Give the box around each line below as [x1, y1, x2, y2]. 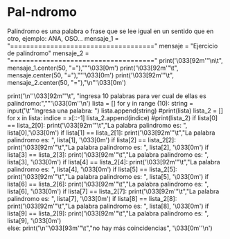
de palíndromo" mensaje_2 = [7, 49, 89, 57]
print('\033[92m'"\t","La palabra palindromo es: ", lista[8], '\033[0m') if [7, 202, 209, 210]
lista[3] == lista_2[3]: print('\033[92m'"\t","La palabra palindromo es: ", [7, 150, 209, 159]
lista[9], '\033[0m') [7, 216, 62, 224]
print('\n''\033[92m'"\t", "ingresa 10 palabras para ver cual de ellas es [7, 91, 206, 100]
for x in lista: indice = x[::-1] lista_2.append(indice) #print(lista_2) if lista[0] [7, 113, 218, 122]
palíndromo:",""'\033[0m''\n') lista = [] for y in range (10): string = [7, 99, 194, 107]
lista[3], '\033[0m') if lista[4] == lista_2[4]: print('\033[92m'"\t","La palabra [7, 157, 220, 166]
